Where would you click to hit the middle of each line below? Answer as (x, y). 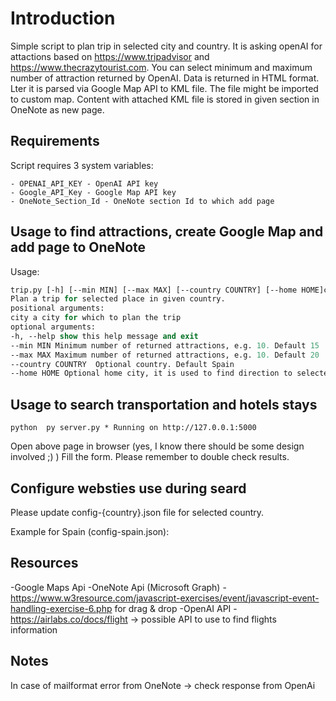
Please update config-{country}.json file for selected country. (137, 512)
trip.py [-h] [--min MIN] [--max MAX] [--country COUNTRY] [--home (154, 290)
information (34, 629)
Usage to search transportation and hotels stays (164, 404)
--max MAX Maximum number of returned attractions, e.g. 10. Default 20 (165, 355)
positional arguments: (57, 308)
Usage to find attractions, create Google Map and (167, 232)
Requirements (55, 141)
